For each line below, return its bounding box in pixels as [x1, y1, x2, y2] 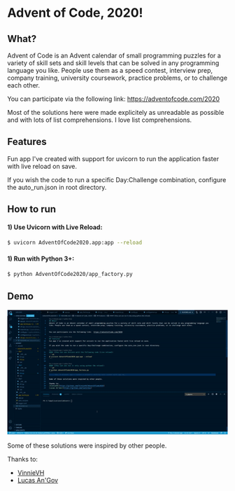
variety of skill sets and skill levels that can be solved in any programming [7, 59, 220, 67]
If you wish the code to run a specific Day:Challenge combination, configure [7, 175, 227, 184]
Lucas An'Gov [17, 476, 58, 485]
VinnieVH [17, 469, 45, 477]
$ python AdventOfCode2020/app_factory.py [7, 271, 133, 278]
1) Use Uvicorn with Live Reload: [7, 223, 103, 231]
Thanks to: [7, 455, 38, 464]
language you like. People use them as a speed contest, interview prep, [7, 67, 213, 74]
